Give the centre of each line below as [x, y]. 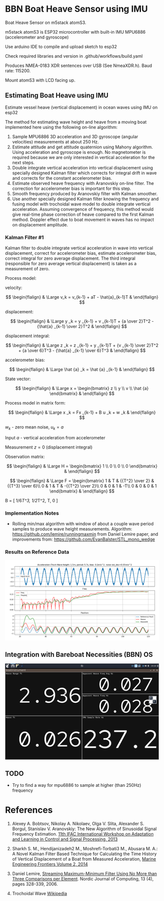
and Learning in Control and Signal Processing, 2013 [65, 839]
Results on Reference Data [37, 552]
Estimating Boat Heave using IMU [57, 95]
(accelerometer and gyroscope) [37, 37]
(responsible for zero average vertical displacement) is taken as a [71, 264]
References [29, 810]
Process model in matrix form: [35, 403]
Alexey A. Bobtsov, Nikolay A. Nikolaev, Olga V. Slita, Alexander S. [78, 824]
